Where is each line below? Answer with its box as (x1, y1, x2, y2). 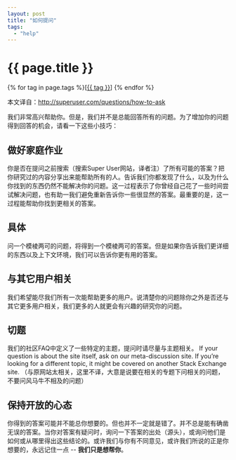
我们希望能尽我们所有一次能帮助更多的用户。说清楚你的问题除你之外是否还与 (7, 293, 229, 301)
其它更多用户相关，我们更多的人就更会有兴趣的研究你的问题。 (7, 301, 186, 310)
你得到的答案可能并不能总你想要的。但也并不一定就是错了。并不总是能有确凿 (7, 419, 229, 428)
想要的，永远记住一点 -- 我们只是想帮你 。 (7, 445, 128, 454)
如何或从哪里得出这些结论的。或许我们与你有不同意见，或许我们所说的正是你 (7, 437, 229, 445)
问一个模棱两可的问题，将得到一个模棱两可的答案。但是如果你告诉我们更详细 (7, 242, 229, 250)
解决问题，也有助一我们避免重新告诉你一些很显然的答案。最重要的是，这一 (13, 190, 229, 199)
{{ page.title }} (7, 60, 94, 76)
